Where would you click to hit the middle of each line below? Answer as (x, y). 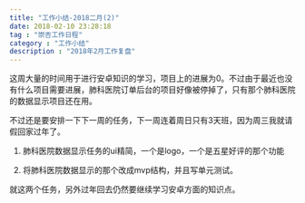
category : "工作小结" (49, 43)
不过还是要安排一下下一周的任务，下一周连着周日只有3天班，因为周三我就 (147, 121)
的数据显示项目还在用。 (53, 101)
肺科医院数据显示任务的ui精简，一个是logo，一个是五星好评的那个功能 (153, 151)
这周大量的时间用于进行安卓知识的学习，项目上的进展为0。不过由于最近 (143, 79)
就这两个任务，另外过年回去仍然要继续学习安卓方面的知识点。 (125, 189)
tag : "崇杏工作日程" (46, 34)
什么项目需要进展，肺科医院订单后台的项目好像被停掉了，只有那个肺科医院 (156, 90)
